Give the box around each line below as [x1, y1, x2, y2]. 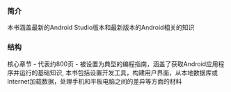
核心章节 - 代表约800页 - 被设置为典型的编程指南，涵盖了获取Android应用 [7, 59, 218, 68]
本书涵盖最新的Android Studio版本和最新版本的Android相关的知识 [7, 23, 195, 32]
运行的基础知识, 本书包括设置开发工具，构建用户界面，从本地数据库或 [19, 68, 218, 77]
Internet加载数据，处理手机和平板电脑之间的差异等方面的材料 [7, 77, 182, 85]
